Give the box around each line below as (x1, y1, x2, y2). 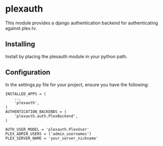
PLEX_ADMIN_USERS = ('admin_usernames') (5, 131, 92, 136)
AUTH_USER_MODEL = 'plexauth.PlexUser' (5, 127, 90, 132)
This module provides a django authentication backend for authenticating (5, 20, 158, 26)
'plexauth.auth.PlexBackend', (14, 114, 78, 119)
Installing (5, 40, 35, 49)
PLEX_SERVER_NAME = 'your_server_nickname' (5, 135, 99, 141)
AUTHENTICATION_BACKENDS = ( (5, 109, 67, 114)
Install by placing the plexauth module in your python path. (5, 53, 128, 59)
